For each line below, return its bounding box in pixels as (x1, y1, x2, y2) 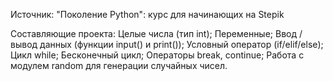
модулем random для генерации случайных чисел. (10, 60, 228, 71)
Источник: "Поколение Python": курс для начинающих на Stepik (10, 9, 285, 20)
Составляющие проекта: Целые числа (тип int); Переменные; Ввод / (10, 28, 303, 39)
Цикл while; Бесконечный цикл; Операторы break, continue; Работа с (10, 49, 305, 61)
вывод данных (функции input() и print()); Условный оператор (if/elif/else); (10, 39, 324, 50)
